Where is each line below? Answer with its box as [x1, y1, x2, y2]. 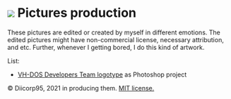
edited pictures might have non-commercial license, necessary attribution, [7, 35, 224, 44]
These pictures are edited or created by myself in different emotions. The [7, 28, 220, 37]
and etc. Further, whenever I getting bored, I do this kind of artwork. [7, 43, 205, 51]
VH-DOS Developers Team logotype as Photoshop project [17, 70, 187, 79]
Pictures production [17, 5, 136, 21]
